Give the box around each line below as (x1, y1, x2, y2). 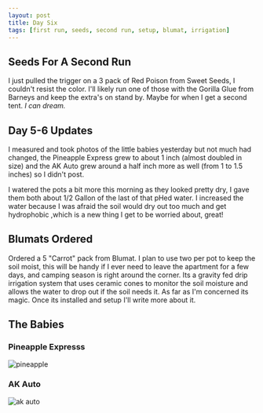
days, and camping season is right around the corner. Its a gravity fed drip (8, 270, 248, 280)
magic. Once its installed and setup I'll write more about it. (8, 295, 196, 305)
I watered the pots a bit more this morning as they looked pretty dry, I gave (8, 185, 250, 194)
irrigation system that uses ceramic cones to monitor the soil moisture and (8, 278, 249, 287)
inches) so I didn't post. (8, 170, 85, 179)
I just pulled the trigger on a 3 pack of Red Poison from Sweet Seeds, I (8, 76, 236, 86)
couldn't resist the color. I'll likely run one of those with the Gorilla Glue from (8, 84, 254, 94)
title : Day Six (8, 19, 58, 27)
